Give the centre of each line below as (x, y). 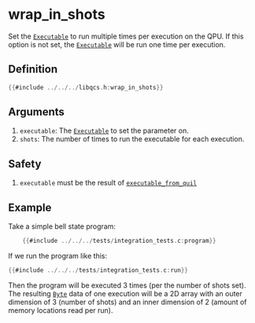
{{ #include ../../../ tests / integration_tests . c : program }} (119, 241)
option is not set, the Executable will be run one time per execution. (117, 44)
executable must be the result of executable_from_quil (108, 183)
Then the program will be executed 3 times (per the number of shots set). (127, 285)
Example (30, 207)
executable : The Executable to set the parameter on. (104, 130)
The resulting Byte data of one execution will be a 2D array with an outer (125, 293)
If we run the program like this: (58, 255)
